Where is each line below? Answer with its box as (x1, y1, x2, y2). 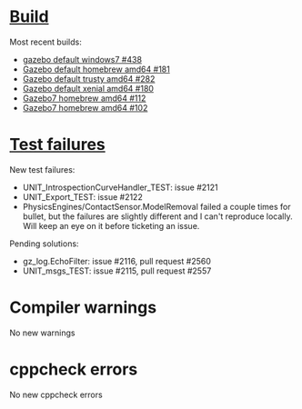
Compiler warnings (9, 297, 157, 318)
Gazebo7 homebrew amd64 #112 (22, 93, 146, 104)
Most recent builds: (9, 36, 82, 47)
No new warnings (9, 327, 75, 338)
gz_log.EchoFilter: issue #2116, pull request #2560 (22, 255, 211, 266)
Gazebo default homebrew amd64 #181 (22, 64, 170, 75)
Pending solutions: (9, 238, 79, 249)
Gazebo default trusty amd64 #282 (22, 73, 156, 84)
